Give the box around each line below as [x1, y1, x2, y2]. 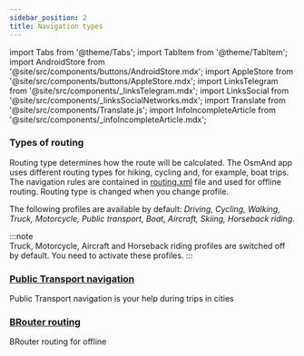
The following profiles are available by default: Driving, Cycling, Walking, [9, 203, 281, 214]
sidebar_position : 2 [9, 13, 88, 23]
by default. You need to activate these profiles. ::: [9, 250, 193, 261]
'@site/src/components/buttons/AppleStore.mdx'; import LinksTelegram [9, 75, 279, 86]
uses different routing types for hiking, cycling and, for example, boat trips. [9, 167, 289, 178]
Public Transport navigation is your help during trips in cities [9, 293, 234, 304]
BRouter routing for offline [9, 336, 107, 347]
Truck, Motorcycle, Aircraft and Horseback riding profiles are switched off [9, 240, 286, 251]
